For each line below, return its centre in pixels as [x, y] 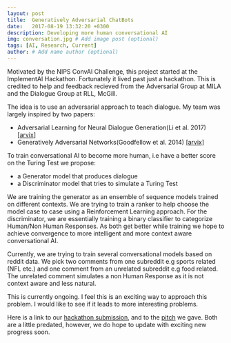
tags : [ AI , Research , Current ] [52, 45]
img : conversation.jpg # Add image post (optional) [83, 39]
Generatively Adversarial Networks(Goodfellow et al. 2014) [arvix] [111, 142]
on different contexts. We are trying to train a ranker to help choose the [108, 204]
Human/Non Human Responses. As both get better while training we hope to [116, 226]
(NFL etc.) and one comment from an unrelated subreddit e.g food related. [113, 269]
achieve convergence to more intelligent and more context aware [100, 233]
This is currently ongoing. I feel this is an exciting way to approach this [107, 296]
